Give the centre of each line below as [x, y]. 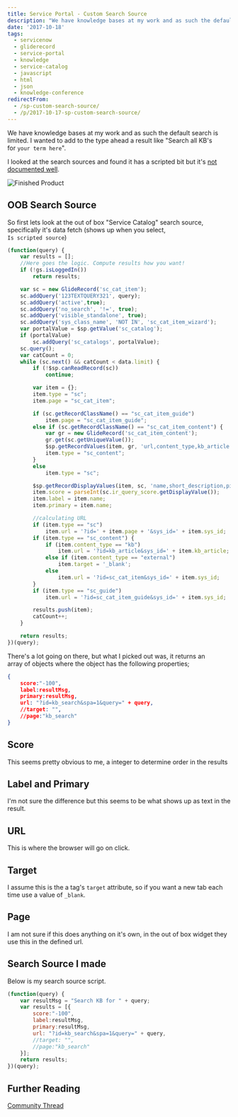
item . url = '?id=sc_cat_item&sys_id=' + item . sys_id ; [139, 577]
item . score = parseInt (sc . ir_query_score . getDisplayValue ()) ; [126, 492]
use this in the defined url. [45, 941]
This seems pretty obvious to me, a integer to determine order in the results [118, 761]
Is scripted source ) [37, 237]
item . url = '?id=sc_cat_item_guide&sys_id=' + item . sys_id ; [136, 597]
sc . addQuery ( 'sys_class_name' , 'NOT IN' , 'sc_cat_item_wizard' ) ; [119, 322]
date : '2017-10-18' [36, 27]
